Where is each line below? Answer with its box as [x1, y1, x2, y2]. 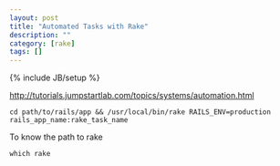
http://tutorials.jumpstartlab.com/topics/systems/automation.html [9, 90, 254, 101]
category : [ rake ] [9, 38, 76, 48]
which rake [9, 150, 51, 159]
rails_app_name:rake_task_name [9, 116, 129, 125]
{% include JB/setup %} [9, 72, 100, 83]
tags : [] [9, 47, 43, 57]
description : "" [9, 30, 71, 39]
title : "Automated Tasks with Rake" [9, 22, 149, 31]
